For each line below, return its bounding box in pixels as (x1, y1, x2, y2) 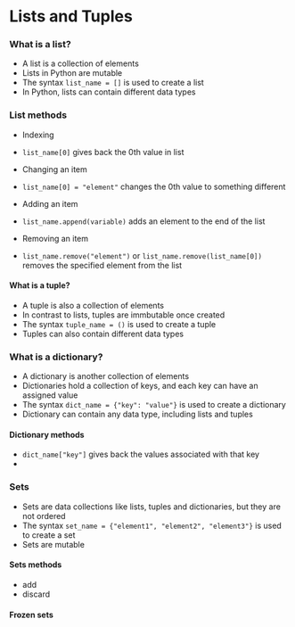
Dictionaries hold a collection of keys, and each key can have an (21, 381, 258, 392)
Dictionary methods (9, 429, 85, 440)
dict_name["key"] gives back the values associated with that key (21, 449, 260, 460)
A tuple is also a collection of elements (21, 300, 165, 310)
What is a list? (9, 38, 71, 51)
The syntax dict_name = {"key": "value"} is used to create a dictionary (21, 400, 287, 410)
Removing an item (21, 233, 89, 243)
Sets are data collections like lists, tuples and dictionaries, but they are (21, 501, 281, 512)
